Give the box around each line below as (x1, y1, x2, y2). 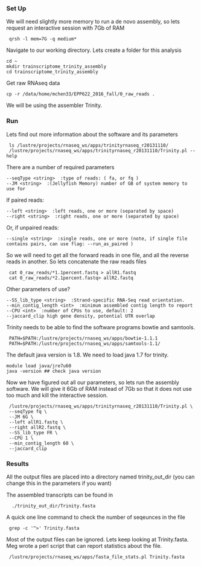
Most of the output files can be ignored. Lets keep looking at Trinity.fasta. (6, 536, 189, 543)
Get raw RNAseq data (6, 80, 60, 87)
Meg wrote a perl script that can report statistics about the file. (6, 542, 162, 549)
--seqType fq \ (8, 408, 47, 414)
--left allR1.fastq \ (8, 419, 63, 425)
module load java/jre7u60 (6, 362, 71, 369)
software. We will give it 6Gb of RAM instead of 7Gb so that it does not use (6, 385, 192, 392)
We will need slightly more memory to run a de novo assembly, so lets (6, 18, 180, 25)
